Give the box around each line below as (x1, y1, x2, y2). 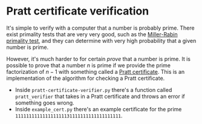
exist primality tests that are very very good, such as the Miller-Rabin (6, 30, 178, 38)
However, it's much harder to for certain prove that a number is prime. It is (6, 55, 191, 62)
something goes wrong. (15, 99, 74, 106)
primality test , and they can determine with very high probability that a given (6, 37, 197, 44)
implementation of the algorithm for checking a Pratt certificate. (6, 74, 165, 82)
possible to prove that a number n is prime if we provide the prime (6, 62, 171, 69)
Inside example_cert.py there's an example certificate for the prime (15, 105, 182, 113)
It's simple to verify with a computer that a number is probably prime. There (6, 24, 195, 31)
